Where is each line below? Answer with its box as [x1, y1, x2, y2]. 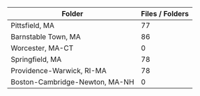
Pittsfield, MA [10, 21, 54, 30]
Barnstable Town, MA [10, 32, 82, 41]
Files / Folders [141, 9, 190, 18]
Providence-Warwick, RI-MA [10, 66, 107, 75]
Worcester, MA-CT [10, 43, 74, 53]
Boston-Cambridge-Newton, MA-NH [10, 77, 134, 86]
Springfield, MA [10, 55, 62, 64]
